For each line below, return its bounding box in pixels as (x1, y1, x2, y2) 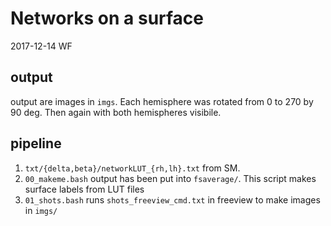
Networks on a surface (10, 7, 205, 30)
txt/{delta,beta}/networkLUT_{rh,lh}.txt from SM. (24, 162, 241, 174)
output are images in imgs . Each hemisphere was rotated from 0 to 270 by (10, 95, 314, 107)
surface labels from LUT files (24, 183, 145, 195)
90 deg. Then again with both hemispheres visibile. (10, 106, 222, 118)
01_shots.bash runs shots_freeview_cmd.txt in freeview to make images (24, 193, 321, 206)
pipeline (10, 135, 62, 152)
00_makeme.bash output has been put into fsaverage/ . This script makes (24, 172, 317, 184)
